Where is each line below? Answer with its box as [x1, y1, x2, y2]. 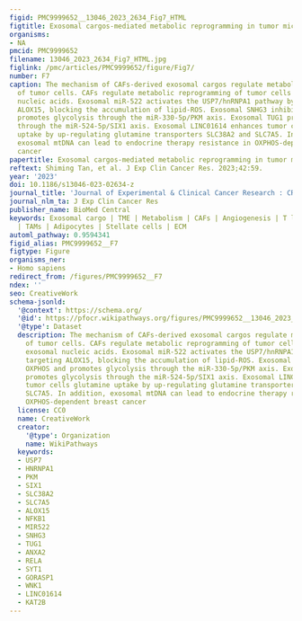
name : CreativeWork [17, 414, 91, 423]
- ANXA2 [17, 547, 47, 557]
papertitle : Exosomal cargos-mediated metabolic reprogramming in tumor [9, 155, 288, 164]
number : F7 [9, 72, 50, 81]
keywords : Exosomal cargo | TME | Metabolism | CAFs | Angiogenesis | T [9, 213, 288, 223]
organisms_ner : [9, 255, 67, 265]
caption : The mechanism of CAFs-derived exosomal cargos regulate [9, 80, 263, 89]
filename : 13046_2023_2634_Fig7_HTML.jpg [9, 55, 167, 64]
